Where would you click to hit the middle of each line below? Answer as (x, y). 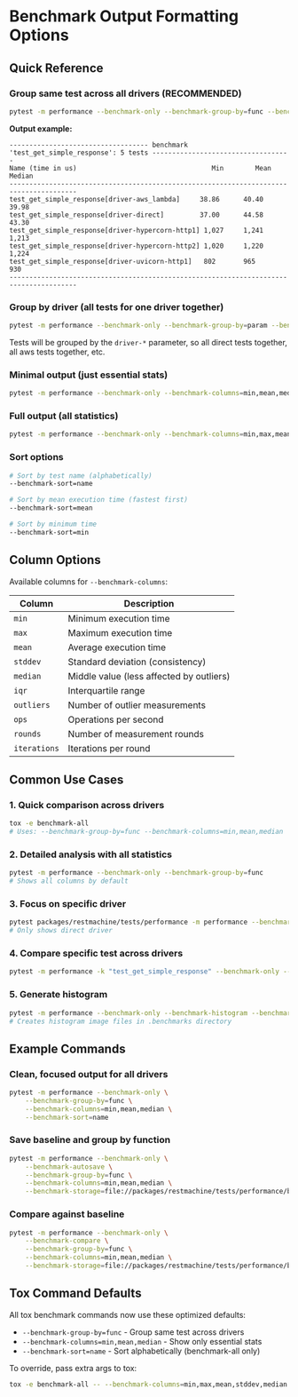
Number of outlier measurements (137, 705)
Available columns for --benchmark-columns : (89, 581)
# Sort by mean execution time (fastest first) (99, 500)
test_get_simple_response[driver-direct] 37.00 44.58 (137, 215)
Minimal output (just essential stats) (89, 375)
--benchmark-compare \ (67, 1241)
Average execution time (117, 647)
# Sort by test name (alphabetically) (81, 476)
